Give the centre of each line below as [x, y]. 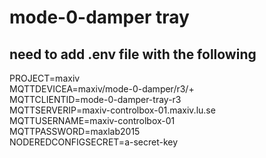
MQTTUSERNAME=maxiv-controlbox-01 [92, 120]
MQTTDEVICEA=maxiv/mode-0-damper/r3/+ [102, 89]
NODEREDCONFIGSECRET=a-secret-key [94, 142]
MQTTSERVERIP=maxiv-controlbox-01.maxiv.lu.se [112, 110]
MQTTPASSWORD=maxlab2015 [75, 131]
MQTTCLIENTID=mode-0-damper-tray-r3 [95, 99]
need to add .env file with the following [133, 54]
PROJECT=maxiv [45, 78]
